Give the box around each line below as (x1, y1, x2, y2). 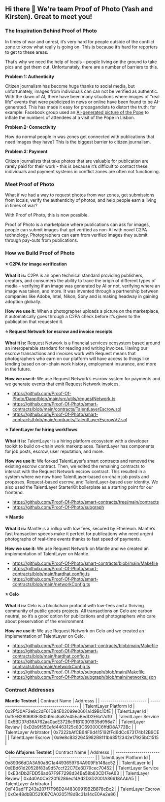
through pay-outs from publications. (5, 237, 79, 243)
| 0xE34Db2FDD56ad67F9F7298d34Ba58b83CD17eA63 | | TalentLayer (5, 770, 149, 776)
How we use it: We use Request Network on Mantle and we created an (5, 546, 149, 551)
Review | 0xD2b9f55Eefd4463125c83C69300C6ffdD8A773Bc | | (5, 724, 136, 730)
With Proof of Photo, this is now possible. (5, 212, 89, 218)
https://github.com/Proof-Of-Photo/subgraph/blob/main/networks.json (12, 674, 156, 680)
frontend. (5, 489, 24, 496)
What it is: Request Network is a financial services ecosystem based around (5, 340, 161, 346)
